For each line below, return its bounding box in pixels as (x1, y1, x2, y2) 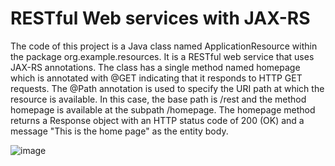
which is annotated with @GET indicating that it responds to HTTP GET (10, 72, 303, 84)
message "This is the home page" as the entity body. (10, 125, 229, 137)
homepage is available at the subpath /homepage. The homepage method (10, 103, 316, 116)
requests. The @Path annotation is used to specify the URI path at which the (10, 82, 325, 94)
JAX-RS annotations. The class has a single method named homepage (10, 61, 301, 73)
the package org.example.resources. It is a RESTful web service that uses (10, 50, 315, 62)
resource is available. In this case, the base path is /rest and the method (10, 93, 307, 105)
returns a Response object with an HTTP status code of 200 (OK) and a (10, 114, 305, 126)
